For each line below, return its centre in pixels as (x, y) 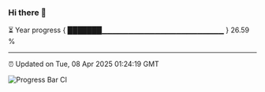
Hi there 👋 (28, 13)
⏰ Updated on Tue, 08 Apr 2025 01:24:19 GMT (84, 64)
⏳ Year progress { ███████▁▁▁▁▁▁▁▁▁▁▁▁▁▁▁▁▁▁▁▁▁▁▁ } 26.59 (129, 30)
